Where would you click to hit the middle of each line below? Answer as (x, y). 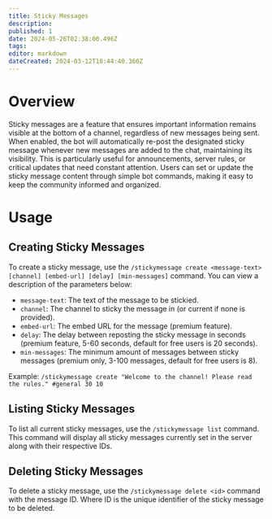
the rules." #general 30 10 (56, 384)
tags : (17, 46)
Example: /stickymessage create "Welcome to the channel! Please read (130, 376)
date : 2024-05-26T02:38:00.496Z (63, 39)
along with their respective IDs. (60, 446)
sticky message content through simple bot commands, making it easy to (131, 176)
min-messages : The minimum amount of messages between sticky (130, 351)
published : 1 (30, 31)
